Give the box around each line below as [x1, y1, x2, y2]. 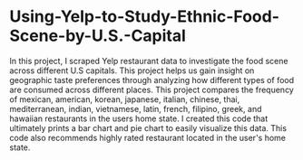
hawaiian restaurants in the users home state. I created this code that [9, 113, 269, 124]
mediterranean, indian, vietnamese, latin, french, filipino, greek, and [9, 103, 262, 114]
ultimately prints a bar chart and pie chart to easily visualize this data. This [9, 122, 288, 133]
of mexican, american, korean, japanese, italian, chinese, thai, [9, 93, 240, 105]
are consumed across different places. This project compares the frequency [9, 84, 295, 95]
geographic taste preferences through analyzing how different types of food [9, 74, 295, 85]
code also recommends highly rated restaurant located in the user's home [9, 132, 287, 143]
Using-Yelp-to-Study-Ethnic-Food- [9, 6, 279, 27]
